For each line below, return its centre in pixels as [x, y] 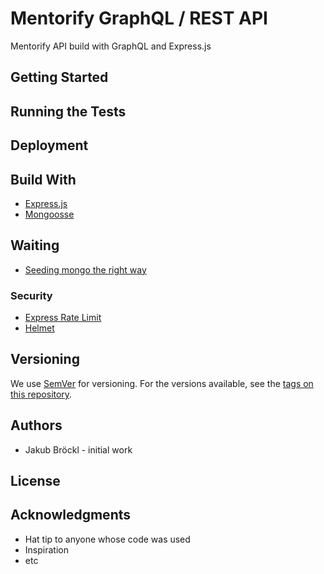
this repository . [41, 394]
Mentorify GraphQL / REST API [139, 18]
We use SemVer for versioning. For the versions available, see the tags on [162, 383]
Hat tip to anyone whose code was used [107, 539]
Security [31, 295]
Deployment [49, 145]
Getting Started [59, 77]
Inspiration [46, 549]
